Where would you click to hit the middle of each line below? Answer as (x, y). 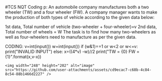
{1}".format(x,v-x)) (23, 57)
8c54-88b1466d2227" (25, 74)
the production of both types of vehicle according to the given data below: (80, 17)
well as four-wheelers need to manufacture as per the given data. (71, 37)
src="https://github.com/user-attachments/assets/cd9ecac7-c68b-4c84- (78, 70)
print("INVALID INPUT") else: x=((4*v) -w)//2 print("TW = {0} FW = (72, 51)
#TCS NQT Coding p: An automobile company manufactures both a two (77, 7)
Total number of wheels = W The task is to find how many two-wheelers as (81, 32)
